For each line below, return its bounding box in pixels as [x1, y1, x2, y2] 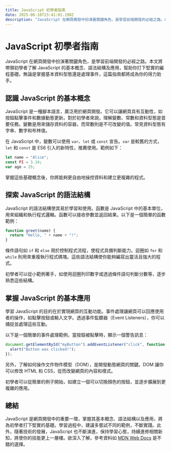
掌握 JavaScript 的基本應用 [5, 294, 91, 303]
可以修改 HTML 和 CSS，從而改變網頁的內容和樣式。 [5, 368, 116, 374]
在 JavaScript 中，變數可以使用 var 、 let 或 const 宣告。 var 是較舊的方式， [5, 138, 162, 144]
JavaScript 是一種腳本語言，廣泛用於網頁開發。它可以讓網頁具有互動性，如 [5, 108, 163, 115]
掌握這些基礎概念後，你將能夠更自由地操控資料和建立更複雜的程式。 [5, 174, 148, 180]
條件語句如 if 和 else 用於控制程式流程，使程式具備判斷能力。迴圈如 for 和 [5, 247, 163, 254]
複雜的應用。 [5, 385, 32, 391]
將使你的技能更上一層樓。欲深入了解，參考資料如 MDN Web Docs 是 [14, 435, 157, 441]
